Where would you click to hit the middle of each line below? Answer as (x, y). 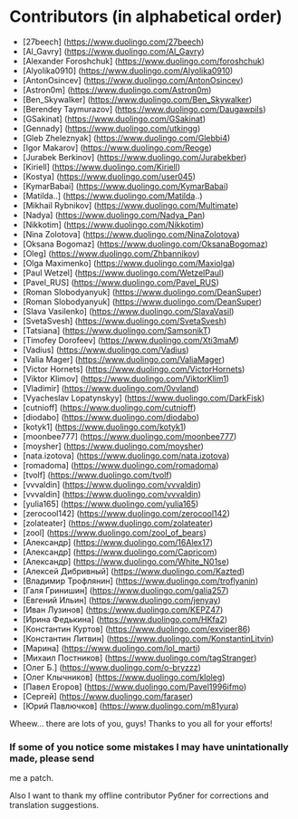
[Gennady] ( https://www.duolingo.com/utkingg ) (111, 128)
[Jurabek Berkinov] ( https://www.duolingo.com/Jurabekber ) (135, 157)
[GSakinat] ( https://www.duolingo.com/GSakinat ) (114, 119)
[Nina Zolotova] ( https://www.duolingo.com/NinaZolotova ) (131, 234)
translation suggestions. (54, 805)
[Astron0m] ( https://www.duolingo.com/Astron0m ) (117, 90)
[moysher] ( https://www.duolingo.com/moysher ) (113, 446)
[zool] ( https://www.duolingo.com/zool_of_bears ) (114, 533)
